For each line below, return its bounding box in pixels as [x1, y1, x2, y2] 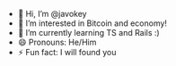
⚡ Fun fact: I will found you [17, 47, 117, 57]
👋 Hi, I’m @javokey [17, 9, 87, 19]
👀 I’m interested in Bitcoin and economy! [17, 18, 168, 29]
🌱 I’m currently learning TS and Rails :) [17, 28, 160, 37]
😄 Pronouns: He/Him [17, 37, 97, 47]
